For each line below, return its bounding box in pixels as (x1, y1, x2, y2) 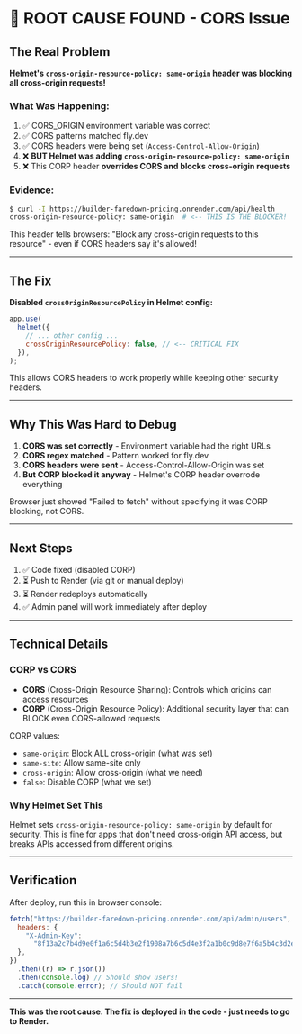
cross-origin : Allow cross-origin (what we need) (22, 766, 204, 777)
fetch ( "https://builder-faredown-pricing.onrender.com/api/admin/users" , (9, 914, 292, 923)
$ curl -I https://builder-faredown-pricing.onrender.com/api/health (9, 204, 276, 213)
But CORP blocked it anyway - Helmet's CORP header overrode (22, 469, 261, 480)
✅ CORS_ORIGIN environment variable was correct (22, 121, 211, 132)
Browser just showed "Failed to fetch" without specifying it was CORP (9, 496, 268, 507)
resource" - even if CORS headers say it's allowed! (9, 239, 198, 249)
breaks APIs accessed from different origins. (9, 839, 175, 849)
